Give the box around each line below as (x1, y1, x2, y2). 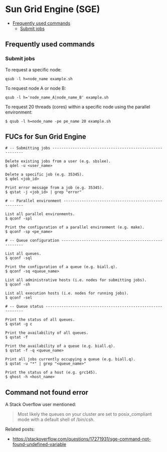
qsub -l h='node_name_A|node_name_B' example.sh (5, 95, 109, 100)
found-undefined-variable (12, 441, 67, 447)
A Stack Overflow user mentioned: (5, 401, 76, 408)
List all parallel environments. (5, 212, 75, 217)
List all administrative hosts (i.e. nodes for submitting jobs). (5, 278, 147, 283)
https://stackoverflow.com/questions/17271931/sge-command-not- (12, 436, 151, 442)
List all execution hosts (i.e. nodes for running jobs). (5, 291, 129, 296)
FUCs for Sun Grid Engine (5, 132, 86, 141)
